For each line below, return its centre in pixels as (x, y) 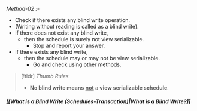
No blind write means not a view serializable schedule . (99, 88)
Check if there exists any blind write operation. (72, 20)
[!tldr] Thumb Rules (45, 76)
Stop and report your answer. (69, 45)
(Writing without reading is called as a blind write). (77, 27)
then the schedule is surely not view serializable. (84, 39)
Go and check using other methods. (77, 64)
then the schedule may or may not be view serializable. (92, 58)
